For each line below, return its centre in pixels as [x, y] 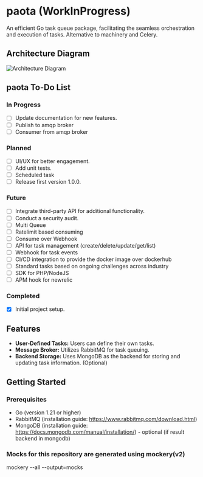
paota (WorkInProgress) [68, 11]
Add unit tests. [33, 168]
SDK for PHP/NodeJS [42, 273]
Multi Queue [30, 225]
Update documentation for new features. [66, 118]
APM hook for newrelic [44, 280]
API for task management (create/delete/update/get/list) [85, 245]
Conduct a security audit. [47, 218]
